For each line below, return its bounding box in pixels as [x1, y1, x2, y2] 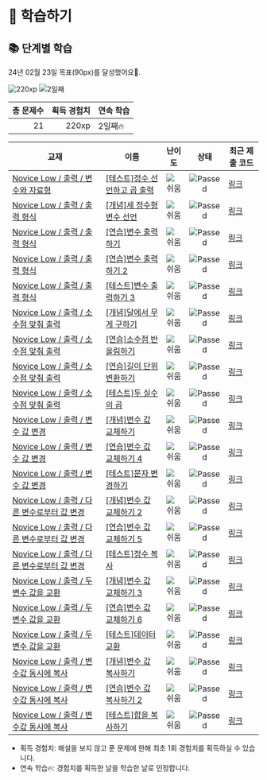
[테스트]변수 [106, 280, 149, 291]
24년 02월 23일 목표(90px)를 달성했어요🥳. [8, 68, 141, 76]
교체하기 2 [106, 506, 143, 518]
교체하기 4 [106, 453, 143, 464]
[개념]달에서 [106, 307, 149, 318]
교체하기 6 [106, 614, 143, 625]
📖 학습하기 [8, 7, 73, 25]
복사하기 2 [106, 695, 143, 705]
